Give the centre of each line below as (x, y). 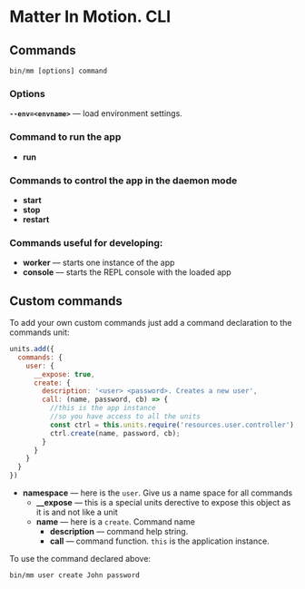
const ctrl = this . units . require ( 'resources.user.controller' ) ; (174, 425)
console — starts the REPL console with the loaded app (127, 272)
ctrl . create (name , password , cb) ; (115, 433)
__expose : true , (64, 374)
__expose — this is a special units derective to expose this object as (163, 502)
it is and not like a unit (77, 512)
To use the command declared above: (80, 559)
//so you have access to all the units (125, 417)
